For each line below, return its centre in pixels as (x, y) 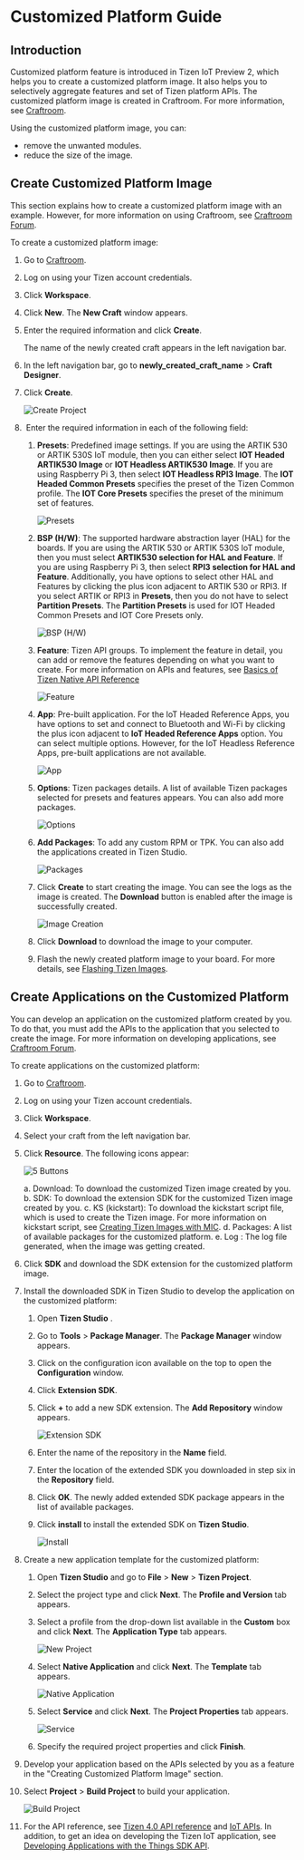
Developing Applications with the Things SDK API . (116, 1845)
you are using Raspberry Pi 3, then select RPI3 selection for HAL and (166, 567)
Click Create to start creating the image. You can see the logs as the (164, 886)
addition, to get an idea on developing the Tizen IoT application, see (150, 1836)
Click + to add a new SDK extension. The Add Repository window (160, 1408)
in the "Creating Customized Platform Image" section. (123, 1773)
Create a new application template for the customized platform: (141, 1559)
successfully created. (77, 906)
